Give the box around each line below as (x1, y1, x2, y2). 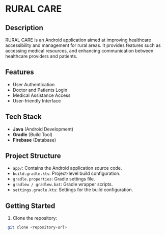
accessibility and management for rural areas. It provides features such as (5, 42, 161, 48)
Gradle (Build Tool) (12, 131, 52, 138)
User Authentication (12, 81, 55, 87)
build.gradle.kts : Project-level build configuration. (12, 170, 121, 176)
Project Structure (5, 151, 61, 161)
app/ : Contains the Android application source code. (12, 165, 122, 171)
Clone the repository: (12, 215, 58, 221)
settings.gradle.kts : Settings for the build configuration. (12, 187, 133, 193)
